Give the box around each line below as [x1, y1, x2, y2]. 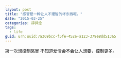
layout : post [5, 7, 32, 12]
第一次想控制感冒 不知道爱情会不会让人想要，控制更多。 [5, 48, 117, 54]
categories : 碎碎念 [5, 20, 42, 26]
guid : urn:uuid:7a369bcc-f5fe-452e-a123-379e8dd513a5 [5, 34, 117, 39]
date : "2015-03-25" [5, 16, 45, 21]
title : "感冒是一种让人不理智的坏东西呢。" [5, 12, 83, 16]
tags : [5, 25, 16, 30]
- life [9, 29, 23, 34]
